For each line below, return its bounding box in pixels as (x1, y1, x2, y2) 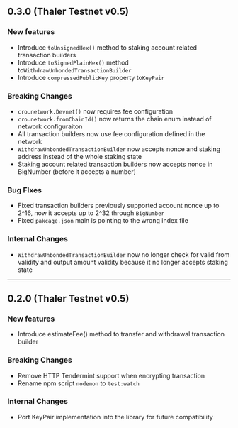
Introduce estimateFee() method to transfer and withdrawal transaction (17, 330, 225, 339)
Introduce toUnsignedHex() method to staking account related (17, 43, 197, 52)
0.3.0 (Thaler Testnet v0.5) (7, 6, 130, 18)
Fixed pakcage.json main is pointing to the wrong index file (17, 216, 189, 225)
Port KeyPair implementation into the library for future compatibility (17, 412, 214, 421)
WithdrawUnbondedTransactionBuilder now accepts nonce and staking (17, 145, 221, 153)
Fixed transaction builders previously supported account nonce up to (17, 202, 220, 210)
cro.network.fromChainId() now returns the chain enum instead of (17, 114, 212, 123)
